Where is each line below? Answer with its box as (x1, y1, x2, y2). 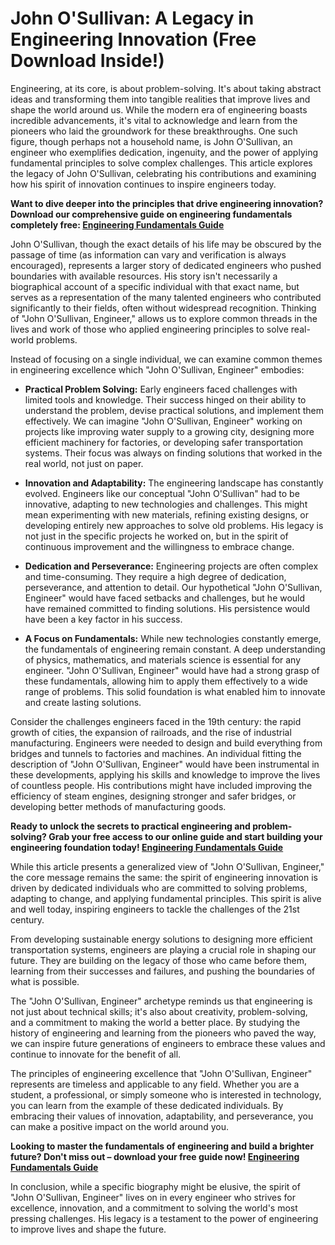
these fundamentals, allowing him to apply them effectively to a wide (24, 675, 308, 687)
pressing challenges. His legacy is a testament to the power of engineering (10, 1212, 319, 1224)
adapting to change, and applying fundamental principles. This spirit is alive (10, 892, 322, 904)
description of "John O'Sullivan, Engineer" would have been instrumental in (10, 758, 320, 770)
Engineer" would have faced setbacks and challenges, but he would (24, 592, 306, 604)
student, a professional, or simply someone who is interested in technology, (10, 1088, 322, 1101)
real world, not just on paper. (24, 457, 144, 469)
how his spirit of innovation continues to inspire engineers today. (10, 178, 277, 190)
